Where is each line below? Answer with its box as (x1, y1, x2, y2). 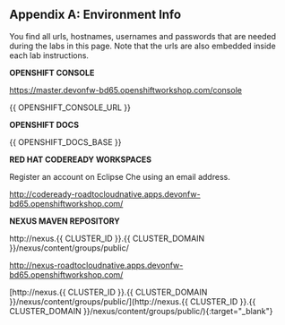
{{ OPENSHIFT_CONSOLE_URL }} (9, 102, 132, 113)
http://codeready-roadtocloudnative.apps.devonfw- (9, 188, 201, 200)
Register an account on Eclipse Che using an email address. (9, 171, 230, 182)
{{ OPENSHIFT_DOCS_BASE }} (9, 136, 122, 147)
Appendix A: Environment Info (9, 7, 182, 22)
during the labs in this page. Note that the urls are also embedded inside (9, 40, 276, 51)
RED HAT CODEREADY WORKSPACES (9, 154, 152, 165)
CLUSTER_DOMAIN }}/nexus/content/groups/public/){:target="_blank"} (9, 305, 273, 316)
